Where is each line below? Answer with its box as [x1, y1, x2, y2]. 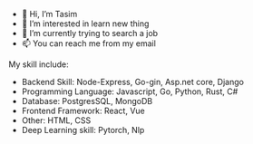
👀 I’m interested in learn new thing [21, 18, 150, 29]
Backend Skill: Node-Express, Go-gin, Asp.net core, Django [21, 77, 244, 87]
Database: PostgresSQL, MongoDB [21, 96, 153, 106]
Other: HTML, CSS [21, 115, 92, 126]
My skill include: [8, 59, 69, 70]
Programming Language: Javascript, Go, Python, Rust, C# [21, 86, 238, 97]
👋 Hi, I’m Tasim [21, 9, 78, 19]
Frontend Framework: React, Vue [21, 105, 146, 116]
